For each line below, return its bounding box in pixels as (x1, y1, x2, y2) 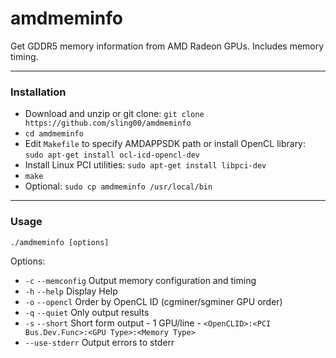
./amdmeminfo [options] (10, 237, 110, 247)
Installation (10, 85, 67, 99)
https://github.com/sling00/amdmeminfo (24, 118, 192, 129)
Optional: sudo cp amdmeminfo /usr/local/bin (24, 180, 213, 192)
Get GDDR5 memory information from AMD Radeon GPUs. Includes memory (10, 40, 325, 52)
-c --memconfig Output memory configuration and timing (24, 274, 257, 286)
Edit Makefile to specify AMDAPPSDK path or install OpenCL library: (24, 138, 307, 150)
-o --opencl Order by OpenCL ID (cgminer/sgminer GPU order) (24, 295, 283, 307)
